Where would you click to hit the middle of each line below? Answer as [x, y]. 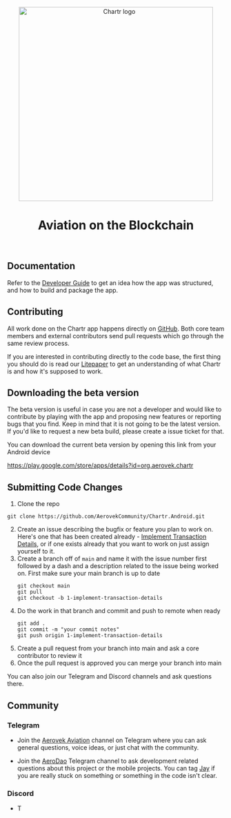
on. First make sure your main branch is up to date [89, 574]
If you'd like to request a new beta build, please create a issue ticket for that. [115, 431]
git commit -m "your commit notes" [68, 630]
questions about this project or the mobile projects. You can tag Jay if [116, 768]
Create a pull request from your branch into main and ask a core [108, 648]
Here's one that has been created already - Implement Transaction [112, 537]
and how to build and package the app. [63, 290]
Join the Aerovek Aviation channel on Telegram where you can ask [112, 740]
